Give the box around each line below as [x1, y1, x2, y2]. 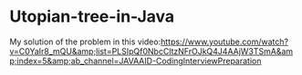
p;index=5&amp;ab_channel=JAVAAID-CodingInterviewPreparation [9, 55, 262, 66]
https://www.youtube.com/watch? [160, 36, 289, 47]
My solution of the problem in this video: [9, 36, 161, 47]
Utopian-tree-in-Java [9, 6, 175, 27]
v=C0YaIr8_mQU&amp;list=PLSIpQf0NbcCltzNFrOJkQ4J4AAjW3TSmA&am [9, 45, 294, 56]
